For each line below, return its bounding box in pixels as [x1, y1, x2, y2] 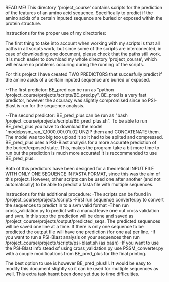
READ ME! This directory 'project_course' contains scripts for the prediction [5, 5, 163, 10]
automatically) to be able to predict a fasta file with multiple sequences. [5, 182, 154, 187]
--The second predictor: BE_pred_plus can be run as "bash [5, 112, 128, 118]
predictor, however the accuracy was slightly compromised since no [5, 97, 147, 103]
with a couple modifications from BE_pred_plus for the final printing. [5, 251, 147, 256]
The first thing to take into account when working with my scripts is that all [5, 40, 160, 46]
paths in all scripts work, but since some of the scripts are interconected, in [5, 46, 162, 51]
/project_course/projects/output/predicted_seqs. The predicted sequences [5, 218, 160, 224]
